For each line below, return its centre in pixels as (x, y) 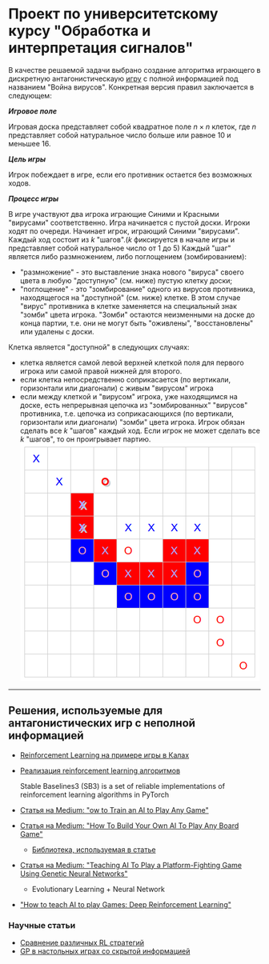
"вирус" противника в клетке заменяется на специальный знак (128, 306)
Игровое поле (33, 111)
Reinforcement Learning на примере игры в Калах (104, 755)
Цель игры (27, 159)
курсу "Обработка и (80, 31)
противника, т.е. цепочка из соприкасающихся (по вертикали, (126, 414)
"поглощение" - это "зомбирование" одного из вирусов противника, (137, 289)
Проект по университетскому (113, 14)
